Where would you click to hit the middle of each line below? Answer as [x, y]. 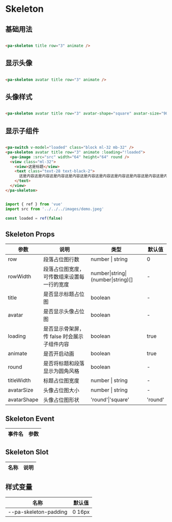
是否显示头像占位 [64, 312]
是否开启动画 [59, 354]
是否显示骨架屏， [64, 329]
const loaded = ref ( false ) [34, 218]
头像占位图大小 [61, 391]
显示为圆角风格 [61, 371]
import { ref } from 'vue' [34, 204]
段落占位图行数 [61, 260]
